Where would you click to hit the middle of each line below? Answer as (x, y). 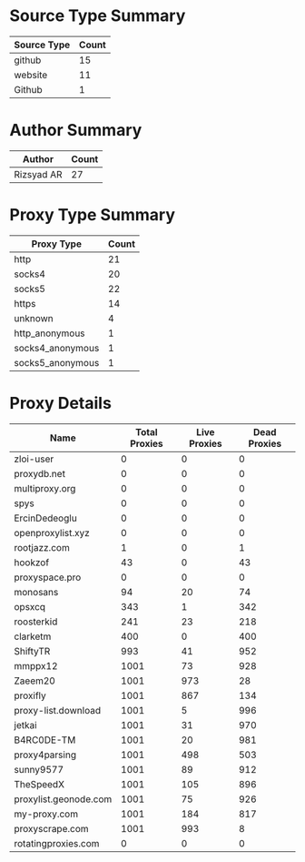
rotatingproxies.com (57, 843)
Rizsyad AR (38, 174)
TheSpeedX (39, 784)
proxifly (30, 695)
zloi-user (34, 459)
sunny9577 (39, 769)
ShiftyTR (32, 651)
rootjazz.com (42, 547)
